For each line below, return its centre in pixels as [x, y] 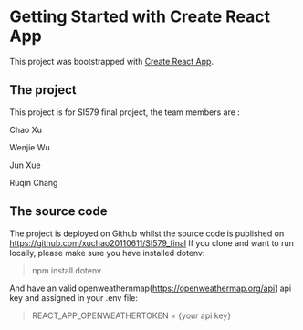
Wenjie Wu [30, 147]
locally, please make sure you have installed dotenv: [107, 253]
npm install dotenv [67, 270]
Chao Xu [26, 129]
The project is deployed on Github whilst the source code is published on [147, 233]
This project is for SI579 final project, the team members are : [125, 112]
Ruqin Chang [34, 182]
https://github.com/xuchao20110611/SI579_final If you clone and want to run [151, 242]
